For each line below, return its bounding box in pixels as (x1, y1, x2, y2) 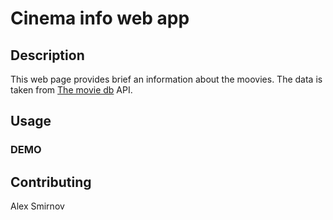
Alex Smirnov (10, 200, 65, 212)
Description (10, 47, 85, 64)
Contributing (10, 173, 92, 191)
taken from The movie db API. (10, 84, 133, 96)
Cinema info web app (10, 7, 190, 30)
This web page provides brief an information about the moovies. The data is (10, 73, 323, 85)
